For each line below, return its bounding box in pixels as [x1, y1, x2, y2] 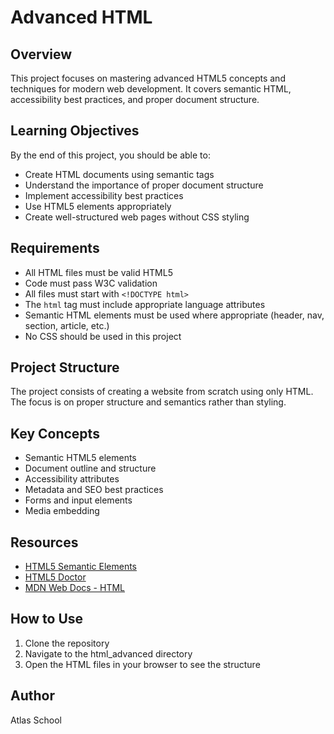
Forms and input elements [24, 494, 133, 506]
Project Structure [10, 359, 120, 376]
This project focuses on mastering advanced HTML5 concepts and [10, 72, 286, 84]
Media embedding [24, 505, 100, 517]
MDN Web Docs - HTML [24, 582, 125, 594]
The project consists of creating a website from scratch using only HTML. [10, 386, 314, 398]
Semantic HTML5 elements [24, 452, 137, 464]
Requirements [10, 240, 100, 257]
